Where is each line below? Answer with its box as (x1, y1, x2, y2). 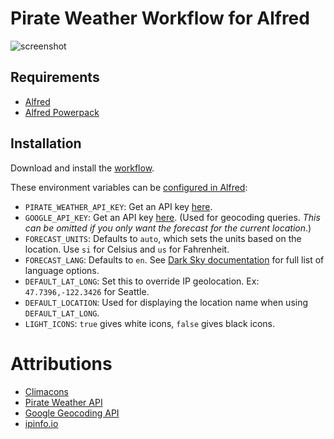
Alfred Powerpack (24, 106, 100, 118)
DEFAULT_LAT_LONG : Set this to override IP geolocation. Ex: (24, 275, 260, 287)
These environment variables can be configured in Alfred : (10, 181, 248, 193)
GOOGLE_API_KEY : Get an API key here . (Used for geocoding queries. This (24, 211, 321, 223)
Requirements (10, 69, 100, 86)
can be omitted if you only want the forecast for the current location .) (24, 222, 312, 234)
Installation (10, 135, 82, 152)
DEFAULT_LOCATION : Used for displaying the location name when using (24, 296, 309, 308)
